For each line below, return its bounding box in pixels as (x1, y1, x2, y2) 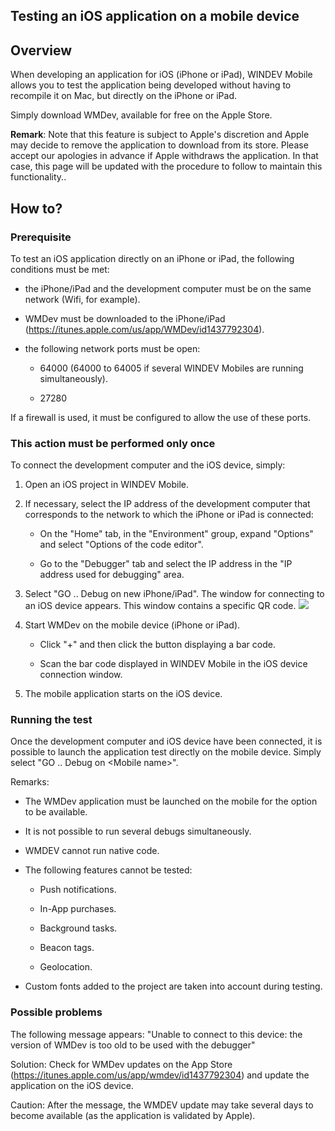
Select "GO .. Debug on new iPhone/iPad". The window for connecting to (24, 588, 325, 600)
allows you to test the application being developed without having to (10, 79, 292, 91)
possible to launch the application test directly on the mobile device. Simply (10, 746, 322, 758)
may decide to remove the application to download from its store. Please (10, 139, 309, 151)
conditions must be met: (10, 263, 110, 275)
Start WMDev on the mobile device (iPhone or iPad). (24, 619, 241, 631)
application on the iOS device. (10, 1079, 134, 1091)
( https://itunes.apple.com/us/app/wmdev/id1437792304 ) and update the (10, 1069, 310, 1081)
